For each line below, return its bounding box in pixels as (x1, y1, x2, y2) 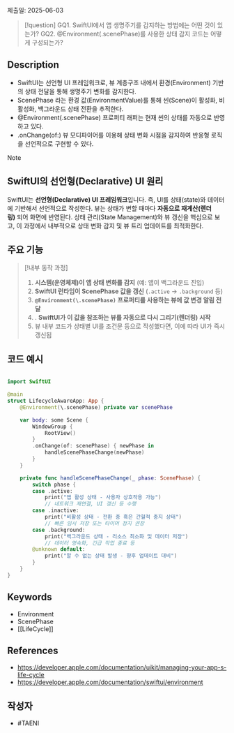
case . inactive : (32, 507, 79, 514)
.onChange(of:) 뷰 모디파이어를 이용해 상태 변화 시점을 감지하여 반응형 (17, 131, 210, 139)
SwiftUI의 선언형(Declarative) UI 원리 (7, 175, 164, 187)
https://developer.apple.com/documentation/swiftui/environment (17, 678, 203, 686)
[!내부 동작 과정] (24, 264, 68, 272)
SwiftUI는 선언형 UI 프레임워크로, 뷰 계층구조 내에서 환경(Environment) (17, 78, 211, 87)
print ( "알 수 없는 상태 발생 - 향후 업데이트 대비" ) (44, 552, 178, 560)
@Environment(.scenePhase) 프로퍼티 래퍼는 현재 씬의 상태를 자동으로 (17, 113, 212, 121)
